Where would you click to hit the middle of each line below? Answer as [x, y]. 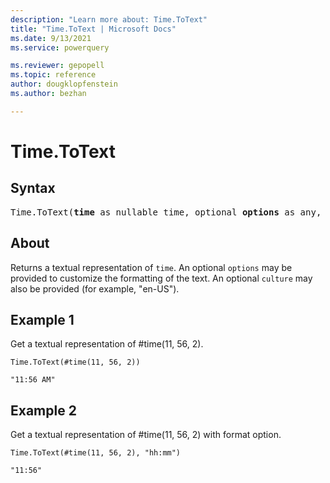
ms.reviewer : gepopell [57, 66]
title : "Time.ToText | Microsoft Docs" [93, 29]
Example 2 [43, 410]
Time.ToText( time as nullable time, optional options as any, [166, 212]
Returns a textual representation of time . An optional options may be [151, 267]
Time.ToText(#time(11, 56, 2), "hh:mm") [96, 453]
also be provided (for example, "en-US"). [95, 288]
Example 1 [42, 319]
